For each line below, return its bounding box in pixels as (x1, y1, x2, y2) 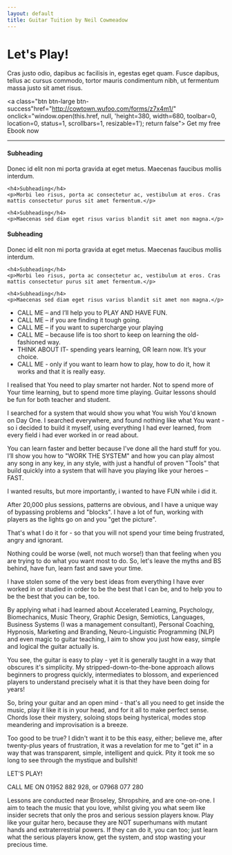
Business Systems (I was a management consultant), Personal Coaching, (7, 620, 215, 628)
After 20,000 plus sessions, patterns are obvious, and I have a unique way (7, 500, 219, 508)
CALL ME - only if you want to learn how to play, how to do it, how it (17, 360, 211, 368)
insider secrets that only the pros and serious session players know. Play (7, 811, 214, 819)
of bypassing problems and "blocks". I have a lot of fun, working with (7, 508, 204, 516)
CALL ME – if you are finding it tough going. (17, 315, 142, 324)
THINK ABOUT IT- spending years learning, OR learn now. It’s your (17, 345, 206, 353)
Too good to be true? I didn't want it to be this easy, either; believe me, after (7, 734, 223, 742)
